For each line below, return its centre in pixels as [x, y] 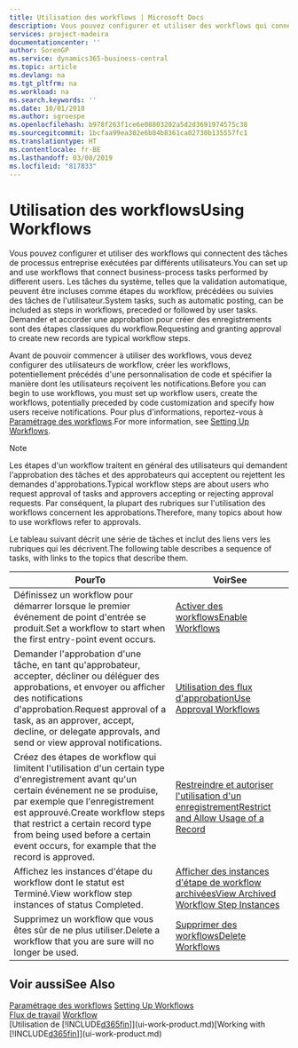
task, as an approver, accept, [74, 720]
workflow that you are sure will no [84, 941]
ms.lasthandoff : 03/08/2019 [61, 158]
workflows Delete [211, 936]
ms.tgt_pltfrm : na [43, 83]
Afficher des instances [222, 871]
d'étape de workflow [218, 883]
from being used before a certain [82, 835]
